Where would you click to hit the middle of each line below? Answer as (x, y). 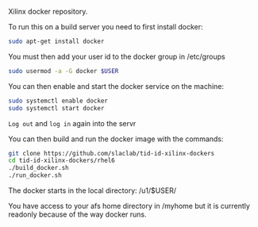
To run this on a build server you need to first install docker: (106, 27)
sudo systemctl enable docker (58, 101)
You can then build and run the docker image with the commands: (116, 139)
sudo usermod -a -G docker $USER (64, 71)
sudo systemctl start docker (56, 108)
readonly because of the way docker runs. (77, 214)
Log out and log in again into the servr (72, 123)
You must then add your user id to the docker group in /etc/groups (117, 56)
